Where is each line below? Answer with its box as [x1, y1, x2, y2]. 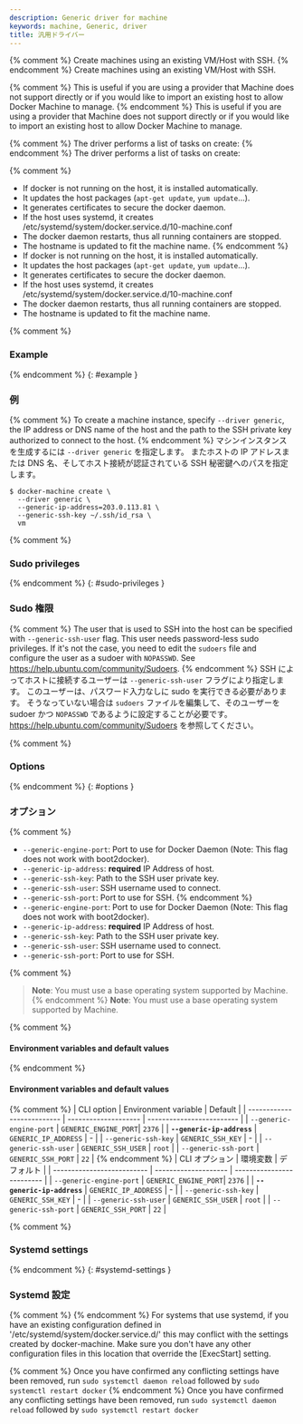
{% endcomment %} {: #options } [9, 780, 134, 791]
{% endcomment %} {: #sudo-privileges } [9, 577, 166, 589]
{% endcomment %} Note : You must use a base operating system [31, 994, 279, 1006]
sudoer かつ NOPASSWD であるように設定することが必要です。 [9, 708, 232, 719]
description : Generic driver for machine [9, 13, 168, 23]
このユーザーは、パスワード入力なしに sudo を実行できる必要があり [26, 685, 279, 696]
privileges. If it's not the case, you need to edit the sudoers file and [9, 643, 257, 654]
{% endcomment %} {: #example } [9, 369, 138, 380]
